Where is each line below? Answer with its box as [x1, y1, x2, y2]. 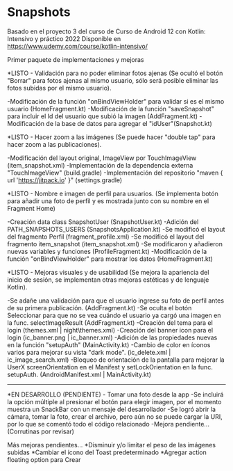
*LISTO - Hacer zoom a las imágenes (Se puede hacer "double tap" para [7, 133, 216, 141]
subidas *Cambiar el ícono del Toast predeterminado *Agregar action [7, 448, 207, 456]
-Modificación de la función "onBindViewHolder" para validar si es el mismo [7, 97, 225, 105]
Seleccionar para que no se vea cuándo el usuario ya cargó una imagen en [7, 311, 221, 319]
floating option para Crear [7, 455, 81, 463]
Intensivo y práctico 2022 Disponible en [7, 34, 121, 42]
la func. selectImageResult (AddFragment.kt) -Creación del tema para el [7, 318, 213, 327]
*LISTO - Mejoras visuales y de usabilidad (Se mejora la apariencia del [7, 268, 209, 276]
